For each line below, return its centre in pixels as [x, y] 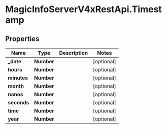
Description [74, 53]
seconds [19, 102]
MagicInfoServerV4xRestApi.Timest [84, 9]
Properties [22, 39]
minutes [18, 78]
